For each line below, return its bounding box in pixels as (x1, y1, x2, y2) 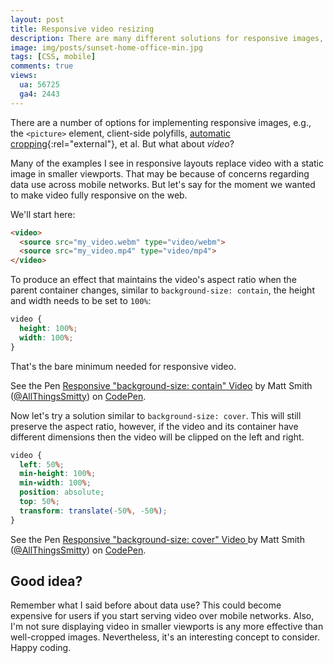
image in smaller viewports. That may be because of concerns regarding (10, 167, 310, 180)
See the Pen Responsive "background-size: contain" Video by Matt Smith (10, 379, 313, 391)
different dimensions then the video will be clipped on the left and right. (10, 431, 305, 443)
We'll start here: (10, 208, 76, 220)
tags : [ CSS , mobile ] (10, 52, 97, 62)
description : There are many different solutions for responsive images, (10, 33, 325, 43)
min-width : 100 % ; (19, 478, 92, 488)
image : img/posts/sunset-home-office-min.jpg (10, 42, 203, 53)
